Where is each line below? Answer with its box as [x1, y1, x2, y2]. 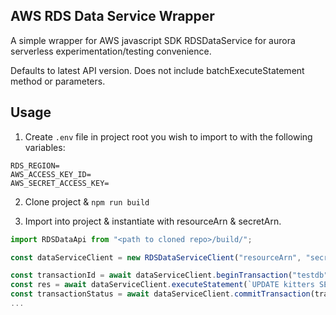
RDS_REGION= [10, 160, 60, 171]
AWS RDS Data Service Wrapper [10, 8, 215, 25]
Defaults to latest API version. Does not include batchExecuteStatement [10, 64, 305, 76]
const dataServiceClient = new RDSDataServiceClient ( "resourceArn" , [10, 252, 302, 263]
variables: [24, 141, 66, 153]
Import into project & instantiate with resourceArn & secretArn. [24, 215, 282, 227]
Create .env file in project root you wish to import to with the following [24, 130, 313, 143]
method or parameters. [10, 75, 106, 87]
